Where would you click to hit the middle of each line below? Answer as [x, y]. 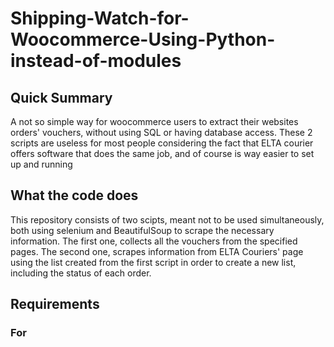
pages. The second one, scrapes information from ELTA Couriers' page [157, 251]
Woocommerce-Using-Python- [143, 39]
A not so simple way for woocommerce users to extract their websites [154, 121]
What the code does [74, 195]
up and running [41, 164]
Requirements [55, 304]
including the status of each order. [81, 273]
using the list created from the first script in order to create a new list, [153, 262]
